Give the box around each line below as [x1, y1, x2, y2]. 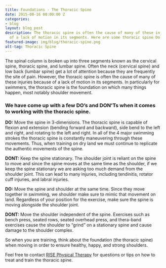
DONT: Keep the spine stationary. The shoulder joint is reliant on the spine [5, 155, 157, 161]
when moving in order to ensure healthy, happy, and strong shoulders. [5, 242, 148, 248]
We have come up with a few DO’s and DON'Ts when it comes [5, 102, 156, 109]
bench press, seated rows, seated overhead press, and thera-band [5, 216, 142, 222]
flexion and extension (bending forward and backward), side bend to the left [5, 125, 161, 131]
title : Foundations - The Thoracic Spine [5, 7, 92, 12]
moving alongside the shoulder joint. [5, 201, 80, 207]
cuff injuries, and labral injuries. [5, 176, 69, 182]
